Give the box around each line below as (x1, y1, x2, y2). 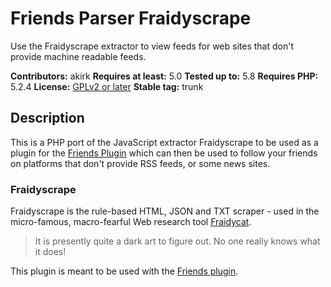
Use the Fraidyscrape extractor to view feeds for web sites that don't (10, 40, 295, 52)
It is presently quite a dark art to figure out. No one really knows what (34, 235, 321, 247)
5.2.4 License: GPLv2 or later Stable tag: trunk (10, 80, 204, 92)
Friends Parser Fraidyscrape (10, 7, 252, 30)
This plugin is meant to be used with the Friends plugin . (10, 265, 239, 277)
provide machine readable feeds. (10, 50, 147, 62)
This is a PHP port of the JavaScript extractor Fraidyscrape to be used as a (10, 136, 319, 148)
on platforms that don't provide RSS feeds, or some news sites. (10, 157, 271, 169)
